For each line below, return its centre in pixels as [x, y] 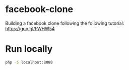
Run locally [29, 49]
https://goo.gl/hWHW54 [30, 28]
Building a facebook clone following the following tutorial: [65, 23]
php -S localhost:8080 [29, 62]
